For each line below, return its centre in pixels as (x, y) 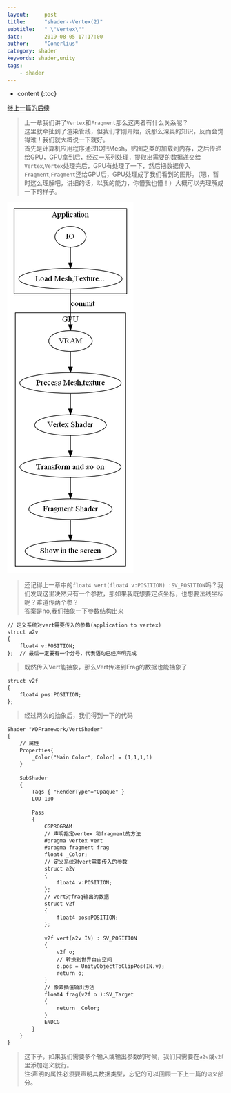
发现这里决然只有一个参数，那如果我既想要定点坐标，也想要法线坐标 (127, 593)
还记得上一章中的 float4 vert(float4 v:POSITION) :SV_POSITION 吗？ (121, 584)
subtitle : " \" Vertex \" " (46, 29)
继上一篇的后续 (28, 108)
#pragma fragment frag (77, 847)
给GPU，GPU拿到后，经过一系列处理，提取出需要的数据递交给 (112, 157)
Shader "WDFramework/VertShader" (55, 729)
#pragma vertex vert (73, 840)
